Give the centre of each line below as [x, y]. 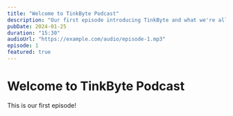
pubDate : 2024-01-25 [37, 26]
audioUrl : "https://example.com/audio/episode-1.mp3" [87, 39]
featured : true [29, 52]
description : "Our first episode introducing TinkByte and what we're [111, 20]
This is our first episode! [42, 105]
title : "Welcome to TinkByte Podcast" [63, 13]
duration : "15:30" [34, 33]
